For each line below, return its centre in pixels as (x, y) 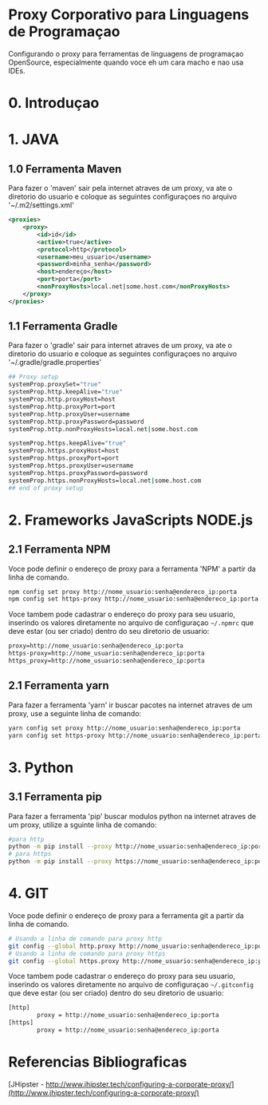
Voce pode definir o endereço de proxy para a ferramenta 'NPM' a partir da (132, 568)
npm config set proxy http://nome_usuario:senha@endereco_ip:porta (123, 592)
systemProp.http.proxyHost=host (62, 400)
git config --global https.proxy (64, 961)
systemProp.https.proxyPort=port (64, 458)
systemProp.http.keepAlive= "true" (66, 392)
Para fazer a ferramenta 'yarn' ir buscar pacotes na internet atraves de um (130, 705)
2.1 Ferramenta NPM (59, 550)
